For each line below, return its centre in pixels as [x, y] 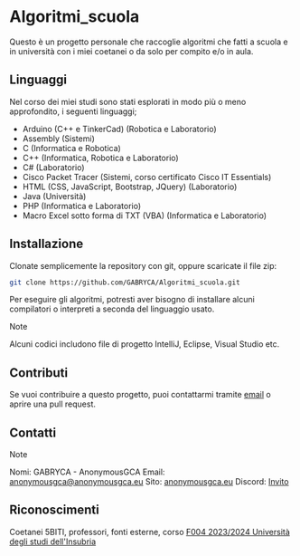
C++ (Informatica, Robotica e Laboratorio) [100, 158]
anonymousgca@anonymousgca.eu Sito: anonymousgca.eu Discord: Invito [149, 482]
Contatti [33, 432]
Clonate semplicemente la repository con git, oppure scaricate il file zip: [143, 265]
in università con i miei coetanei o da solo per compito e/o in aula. [131, 51]
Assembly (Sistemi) [58, 139]
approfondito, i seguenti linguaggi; [73, 111]
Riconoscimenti [54, 510]
